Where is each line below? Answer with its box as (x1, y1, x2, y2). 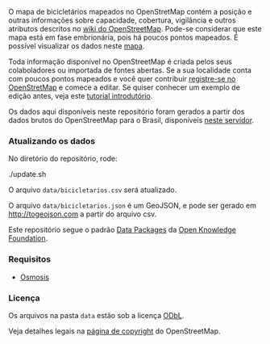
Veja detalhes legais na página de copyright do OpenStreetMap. (8, 326, 221, 336)
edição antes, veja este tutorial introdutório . (8, 91, 153, 100)
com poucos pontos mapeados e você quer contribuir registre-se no (8, 74, 236, 83)
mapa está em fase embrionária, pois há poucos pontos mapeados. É (8, 32, 239, 42)
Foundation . (8, 233, 48, 243)
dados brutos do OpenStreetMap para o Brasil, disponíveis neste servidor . (8, 115, 255, 124)
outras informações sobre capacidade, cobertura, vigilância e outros (8, 15, 236, 25)
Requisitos (8, 254, 51, 265)
